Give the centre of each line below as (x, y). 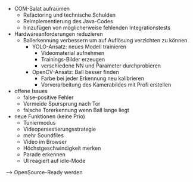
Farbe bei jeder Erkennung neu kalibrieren (92, 78)
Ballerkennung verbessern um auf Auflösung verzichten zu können (105, 40)
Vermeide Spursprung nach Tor (62, 104)
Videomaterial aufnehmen (73, 53)
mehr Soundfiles (43, 135)
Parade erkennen (44, 154)
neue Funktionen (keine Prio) (50, 116)
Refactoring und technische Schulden (69, 15)
